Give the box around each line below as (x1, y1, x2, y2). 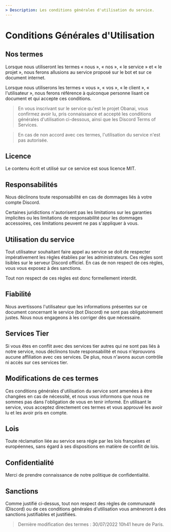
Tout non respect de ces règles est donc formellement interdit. (5, 275, 137, 281)
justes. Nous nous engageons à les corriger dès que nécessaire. (5, 314, 141, 321)
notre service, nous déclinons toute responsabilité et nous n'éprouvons (5, 348, 156, 354)
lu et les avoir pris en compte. (5, 409, 68, 416)
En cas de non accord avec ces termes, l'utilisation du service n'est (17, 131, 160, 137)
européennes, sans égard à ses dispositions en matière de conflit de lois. (5, 443, 160, 449)
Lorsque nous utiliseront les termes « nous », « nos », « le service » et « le (5, 64, 162, 70)
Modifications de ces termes (5, 374, 99, 383)
